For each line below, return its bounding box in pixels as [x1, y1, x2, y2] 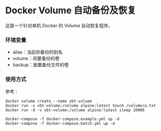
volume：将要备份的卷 [12, 56, 60, 62]
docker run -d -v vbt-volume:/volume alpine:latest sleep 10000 [5, 108, 145, 113]
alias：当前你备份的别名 [12, 49, 63, 55]
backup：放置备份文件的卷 [12, 62, 69, 68]
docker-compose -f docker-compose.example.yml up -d [5, 116, 120, 121]
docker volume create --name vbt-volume [5, 98, 93, 103]
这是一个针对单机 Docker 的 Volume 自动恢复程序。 [5, 22, 113, 29]
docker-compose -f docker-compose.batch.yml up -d [5, 121, 115, 126]
